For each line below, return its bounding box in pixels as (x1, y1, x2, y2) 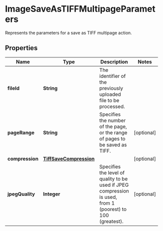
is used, (99, 194, 117, 200)
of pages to (99, 135, 126, 142)
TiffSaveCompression (43, 155, 95, 162)
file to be (99, 97, 120, 104)
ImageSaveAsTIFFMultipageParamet (5, 3, 156, 15)
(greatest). (99, 218, 124, 225)
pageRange (7, 129, 35, 136)
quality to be (99, 175, 128, 182)
